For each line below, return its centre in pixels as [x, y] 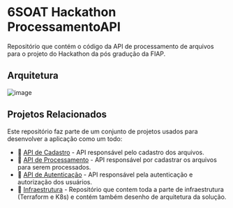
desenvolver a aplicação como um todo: [65, 139]
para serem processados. [54, 167]
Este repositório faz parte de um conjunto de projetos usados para [103, 131]
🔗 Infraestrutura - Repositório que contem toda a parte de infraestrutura [121, 189]
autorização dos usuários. [55, 181]
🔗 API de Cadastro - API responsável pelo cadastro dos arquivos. [111, 152]
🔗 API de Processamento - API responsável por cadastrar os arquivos [117, 159]
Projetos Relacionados [57, 115]
